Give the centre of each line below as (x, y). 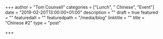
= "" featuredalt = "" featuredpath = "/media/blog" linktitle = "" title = (75, 18)
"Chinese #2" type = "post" (33, 23)
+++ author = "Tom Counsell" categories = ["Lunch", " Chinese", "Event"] (80, 7)
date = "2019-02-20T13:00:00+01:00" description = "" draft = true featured (82, 12)
